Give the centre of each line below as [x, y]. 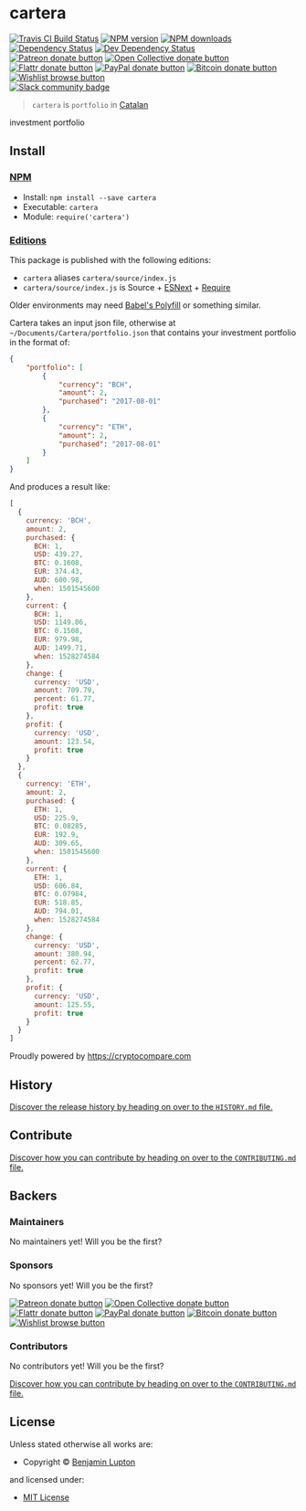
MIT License [46, 1497]
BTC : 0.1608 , [58, 563]
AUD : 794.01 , [58, 912]
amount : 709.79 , [64, 691]
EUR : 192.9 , [56, 835]
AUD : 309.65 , [58, 843]
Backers [33, 1196]
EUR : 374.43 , [58, 572]
